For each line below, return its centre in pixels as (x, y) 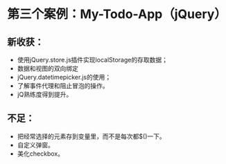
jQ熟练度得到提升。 (45, 94)
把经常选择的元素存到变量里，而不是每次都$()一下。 (91, 136)
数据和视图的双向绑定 (47, 69)
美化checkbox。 (41, 154)
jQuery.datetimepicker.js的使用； (64, 77)
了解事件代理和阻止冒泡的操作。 (63, 86)
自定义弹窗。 (35, 145)
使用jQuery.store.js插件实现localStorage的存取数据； (93, 60)
